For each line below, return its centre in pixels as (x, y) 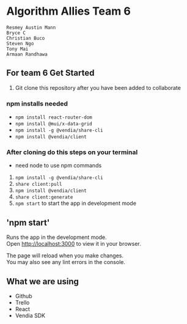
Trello (22, 302)
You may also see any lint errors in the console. (66, 262)
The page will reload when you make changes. (65, 256)
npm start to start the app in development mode (75, 204)
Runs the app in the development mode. (57, 237)
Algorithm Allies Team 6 (69, 11)
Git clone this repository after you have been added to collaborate (98, 87)
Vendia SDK (30, 315)
